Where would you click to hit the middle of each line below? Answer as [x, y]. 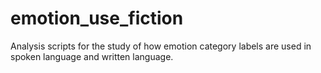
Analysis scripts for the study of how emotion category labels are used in [161, 46]
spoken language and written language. [92, 56]
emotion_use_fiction [97, 18]
